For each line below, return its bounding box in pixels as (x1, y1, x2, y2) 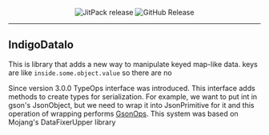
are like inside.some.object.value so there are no (8, 68, 172, 77)
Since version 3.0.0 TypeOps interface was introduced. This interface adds (8, 83, 256, 93)
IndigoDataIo (8, 38, 74, 52)
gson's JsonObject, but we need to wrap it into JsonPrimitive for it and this (8, 100, 255, 109)
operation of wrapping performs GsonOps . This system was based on (8, 109, 239, 118)
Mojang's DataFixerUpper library (8, 117, 116, 127)
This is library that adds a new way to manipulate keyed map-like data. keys (8, 59, 258, 69)
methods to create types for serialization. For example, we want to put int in (8, 92, 258, 101)
